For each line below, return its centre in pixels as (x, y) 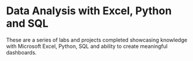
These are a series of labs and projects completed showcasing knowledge (97, 40)
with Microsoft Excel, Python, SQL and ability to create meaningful (87, 46)
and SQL (27, 23)
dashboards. (22, 52)
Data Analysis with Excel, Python (89, 11)
